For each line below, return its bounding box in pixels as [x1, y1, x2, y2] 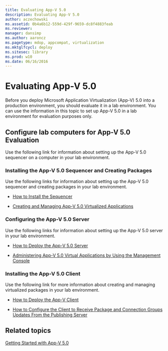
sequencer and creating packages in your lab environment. [5, 184, 127, 190]
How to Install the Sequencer [12, 193, 73, 199]
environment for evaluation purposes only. [5, 113, 93, 119]
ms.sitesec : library [5, 49, 49, 54]
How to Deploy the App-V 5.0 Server [12, 242, 88, 248]
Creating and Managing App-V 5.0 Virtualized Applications [12, 203, 134, 209]
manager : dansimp [5, 31, 42, 36]
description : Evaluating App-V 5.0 [5, 12, 80, 17]
